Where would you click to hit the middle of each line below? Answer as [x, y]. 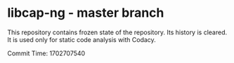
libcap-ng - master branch [86, 13]
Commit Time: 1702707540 [46, 53]
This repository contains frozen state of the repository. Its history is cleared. [117, 32]
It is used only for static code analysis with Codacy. [82, 39]
